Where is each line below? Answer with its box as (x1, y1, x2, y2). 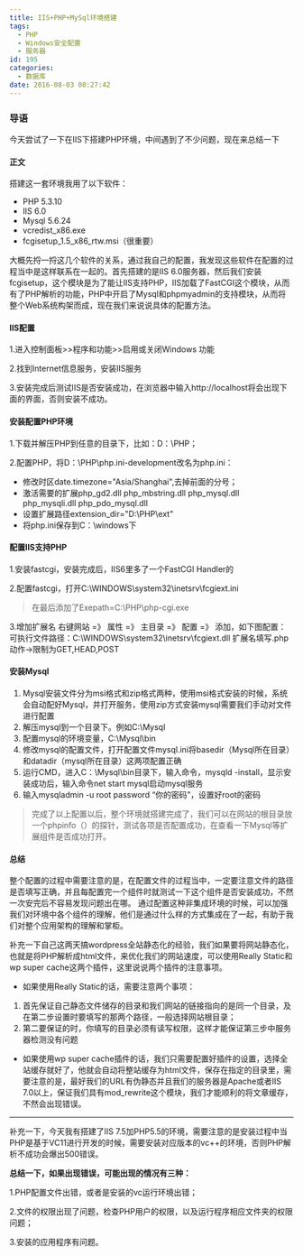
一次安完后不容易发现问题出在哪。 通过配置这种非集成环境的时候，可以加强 (9, 898, 289, 909)
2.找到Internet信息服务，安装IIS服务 (9, 363, 142, 374)
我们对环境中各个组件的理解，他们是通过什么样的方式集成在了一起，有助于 (9, 909, 286, 920)
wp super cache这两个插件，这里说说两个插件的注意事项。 (9, 962, 228, 973)
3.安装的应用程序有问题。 (9, 1237, 104, 1248)
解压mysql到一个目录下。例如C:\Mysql (22, 721, 166, 732)
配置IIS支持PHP (9, 542, 68, 553)
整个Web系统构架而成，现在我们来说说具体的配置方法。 (9, 300, 216, 311)
